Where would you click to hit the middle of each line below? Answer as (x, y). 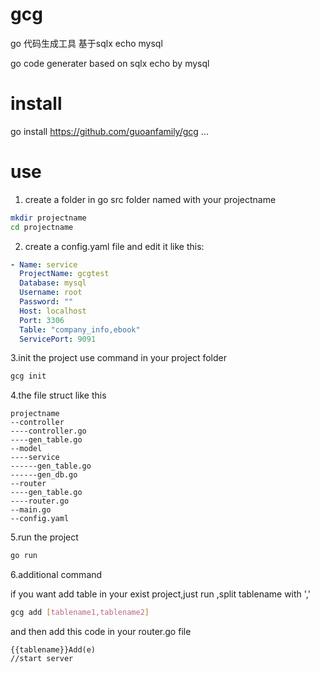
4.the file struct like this (58, 395)
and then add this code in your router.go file (101, 632)
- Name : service (44, 264)
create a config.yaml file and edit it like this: (114, 246)
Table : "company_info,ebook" (80, 329)
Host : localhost (53, 311)
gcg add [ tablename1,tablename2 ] (80, 613)
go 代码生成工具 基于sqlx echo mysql (86, 43)
